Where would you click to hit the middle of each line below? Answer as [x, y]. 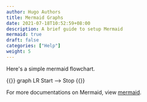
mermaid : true [24, 35]
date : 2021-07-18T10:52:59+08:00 [48, 23]
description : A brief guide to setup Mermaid [64, 29]
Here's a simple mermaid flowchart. [51, 69]
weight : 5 [19, 52]
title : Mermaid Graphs [35, 18]
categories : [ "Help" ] [34, 46]
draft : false [23, 40]
